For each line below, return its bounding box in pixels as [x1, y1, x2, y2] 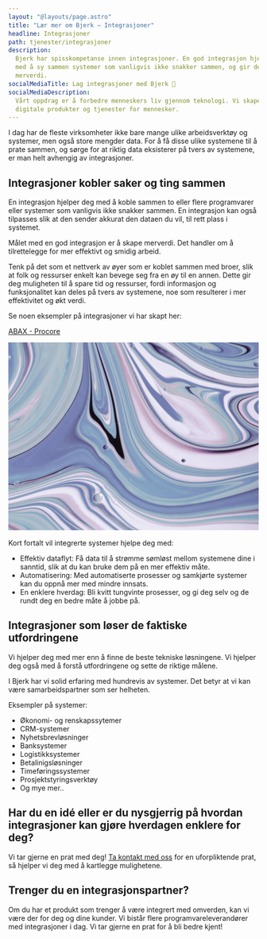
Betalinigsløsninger [19, 758, 83, 767]
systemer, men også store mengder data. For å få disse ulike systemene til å [8, 136, 257, 146]
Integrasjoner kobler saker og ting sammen [8, 176, 226, 190]
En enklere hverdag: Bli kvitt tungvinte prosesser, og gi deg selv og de [19, 588, 250, 597]
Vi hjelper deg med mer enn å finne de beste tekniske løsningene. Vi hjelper [8, 652, 257, 662]
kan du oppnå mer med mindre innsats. [19, 579, 149, 588]
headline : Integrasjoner [8, 29, 91, 37]
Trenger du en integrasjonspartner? [8, 883, 189, 898]
